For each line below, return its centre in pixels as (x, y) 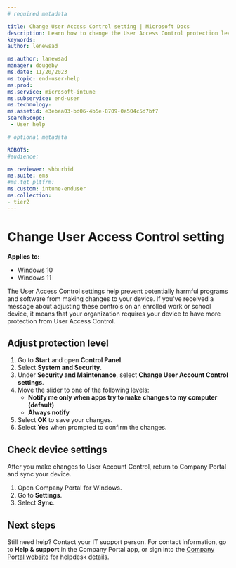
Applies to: (24, 256)
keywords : (22, 39)
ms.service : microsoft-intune (52, 92)
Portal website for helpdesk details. (58, 557)
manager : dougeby (33, 66)
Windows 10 (35, 270)
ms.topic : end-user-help (44, 78)
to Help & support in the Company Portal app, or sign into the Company (111, 549)
